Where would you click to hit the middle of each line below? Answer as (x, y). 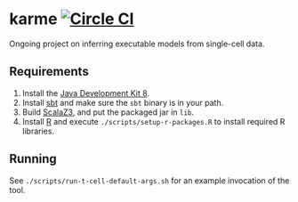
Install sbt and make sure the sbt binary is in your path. (123, 102)
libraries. (38, 131)
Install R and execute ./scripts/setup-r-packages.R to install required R (153, 121)
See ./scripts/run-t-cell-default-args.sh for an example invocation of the (149, 180)
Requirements (49, 72)
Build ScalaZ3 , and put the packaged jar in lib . (108, 112)
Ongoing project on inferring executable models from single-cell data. (137, 44)
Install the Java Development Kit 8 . (85, 93)
